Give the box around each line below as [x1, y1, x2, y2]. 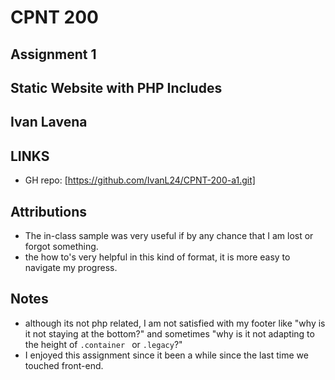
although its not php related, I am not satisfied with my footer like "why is [24, 317, 326, 329]
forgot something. [24, 240, 99, 252]
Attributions [10, 203, 88, 220]
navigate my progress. [24, 261, 118, 273]
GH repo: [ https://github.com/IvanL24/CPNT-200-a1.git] [24, 174, 256, 186]
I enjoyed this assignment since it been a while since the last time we [24, 349, 309, 361]
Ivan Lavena [10, 114, 88, 131]
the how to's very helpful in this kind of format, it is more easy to [24, 251, 291, 263]
